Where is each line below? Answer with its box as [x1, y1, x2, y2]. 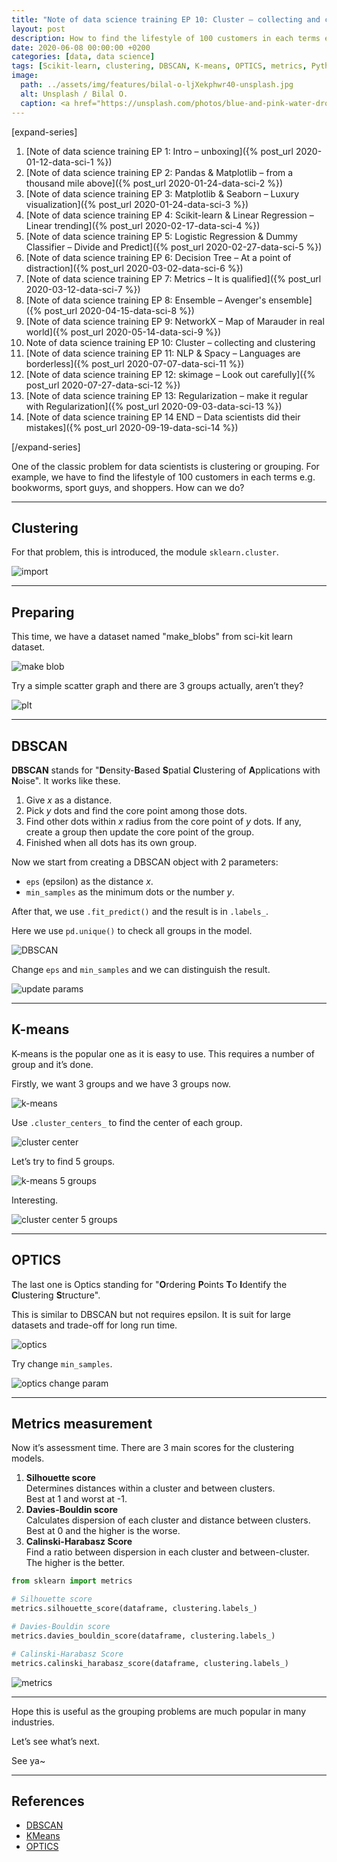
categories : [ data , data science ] [11, 52, 156, 62]
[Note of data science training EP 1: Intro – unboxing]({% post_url [25, 145, 294, 157]
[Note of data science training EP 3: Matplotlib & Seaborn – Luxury [25, 187, 300, 200]
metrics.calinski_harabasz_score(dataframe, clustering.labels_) [11, 1658, 289, 1668]
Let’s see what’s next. [11, 1735, 100, 1747]
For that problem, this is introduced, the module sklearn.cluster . [11, 546, 279, 558]
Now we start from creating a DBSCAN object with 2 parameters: [11, 856, 279, 868]
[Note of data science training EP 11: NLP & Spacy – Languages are [25, 347, 301, 359]
